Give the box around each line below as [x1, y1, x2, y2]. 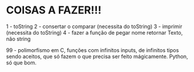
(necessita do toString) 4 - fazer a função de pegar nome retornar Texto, [6, 29, 183, 36]
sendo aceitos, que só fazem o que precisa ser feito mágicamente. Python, [6, 53, 189, 60]
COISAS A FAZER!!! [6, 4, 102, 17]
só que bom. [6, 59, 37, 66]
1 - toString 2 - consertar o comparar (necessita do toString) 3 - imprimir [6, 23, 183, 30]
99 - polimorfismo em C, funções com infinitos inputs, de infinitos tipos [6, 46, 179, 53]
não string [6, 35, 31, 42]
